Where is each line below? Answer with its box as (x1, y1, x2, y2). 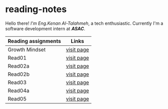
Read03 (8, 79, 27, 86)
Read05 (8, 95, 27, 102)
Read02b (8, 71, 30, 78)
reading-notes (5, 4, 67, 15)
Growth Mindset (8, 46, 46, 53)
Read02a (8, 62, 30, 69)
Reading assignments (8, 37, 62, 44)
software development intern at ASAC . (5, 25, 86, 31)
